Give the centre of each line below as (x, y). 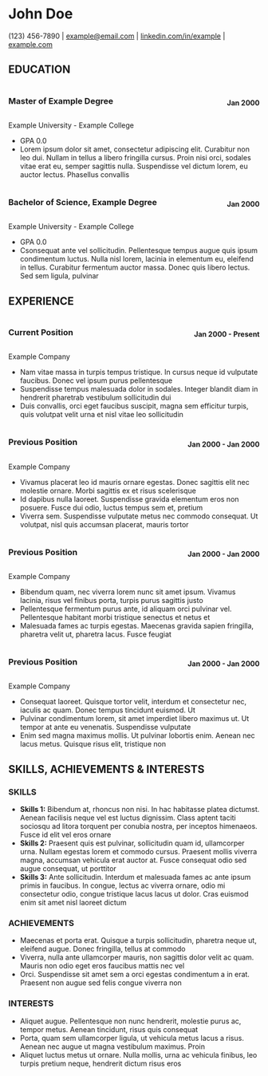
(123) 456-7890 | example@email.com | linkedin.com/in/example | (117, 36)
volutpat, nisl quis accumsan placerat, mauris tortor (104, 524)
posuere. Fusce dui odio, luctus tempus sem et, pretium (111, 507)
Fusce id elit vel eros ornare (65, 835)
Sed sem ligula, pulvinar (59, 276)
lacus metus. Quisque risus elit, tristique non (93, 744)
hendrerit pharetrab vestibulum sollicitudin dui (95, 398)
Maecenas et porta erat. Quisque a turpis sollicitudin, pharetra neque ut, (138, 940)
